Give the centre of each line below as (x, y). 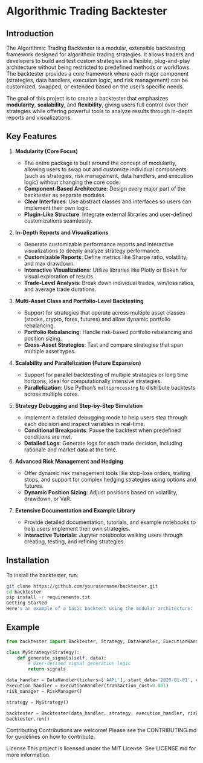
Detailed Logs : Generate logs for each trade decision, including (103, 443)
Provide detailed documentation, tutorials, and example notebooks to (110, 522)
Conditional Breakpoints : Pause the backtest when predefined (102, 430)
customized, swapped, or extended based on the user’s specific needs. (95, 87)
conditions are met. (48, 436)
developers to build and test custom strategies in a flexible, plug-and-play (98, 61)
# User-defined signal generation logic (79, 664)
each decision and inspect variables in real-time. (85, 424)
